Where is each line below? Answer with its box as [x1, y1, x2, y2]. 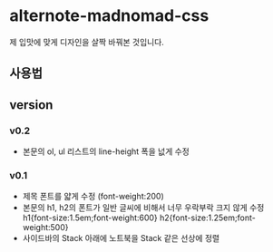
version [9, 97, 54, 112]
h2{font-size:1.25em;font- [160, 212, 256, 223]
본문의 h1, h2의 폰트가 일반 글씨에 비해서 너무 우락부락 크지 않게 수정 [22, 202, 265, 213]
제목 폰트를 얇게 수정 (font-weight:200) [22, 191, 165, 202]
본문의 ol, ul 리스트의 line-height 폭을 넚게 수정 [22, 146, 190, 157]
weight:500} [22, 222, 69, 233]
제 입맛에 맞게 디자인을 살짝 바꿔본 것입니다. [9, 36, 165, 47]
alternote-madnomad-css [9, 5, 210, 26]
